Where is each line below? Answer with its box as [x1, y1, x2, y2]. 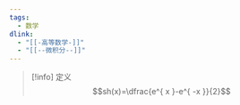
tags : [9, 12, 30, 22]
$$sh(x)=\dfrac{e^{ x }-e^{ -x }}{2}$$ [92, 86, 231, 97]
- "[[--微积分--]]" [17, 46, 86, 55]
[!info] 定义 [30, 72, 72, 83]
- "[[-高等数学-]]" [17, 37, 85, 47]
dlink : [9, 29, 34, 38]
